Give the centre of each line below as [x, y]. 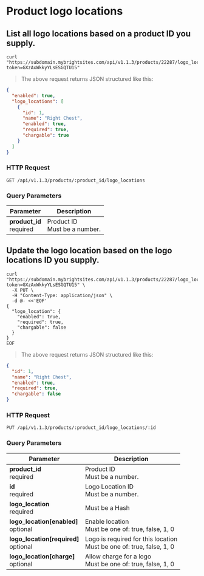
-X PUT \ [23, 290]
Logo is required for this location [131, 539]
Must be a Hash [107, 507]
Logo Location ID [109, 486]
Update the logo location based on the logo [89, 251]
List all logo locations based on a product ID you [99, 34]
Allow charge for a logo [118, 556]
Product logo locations [65, 11]
